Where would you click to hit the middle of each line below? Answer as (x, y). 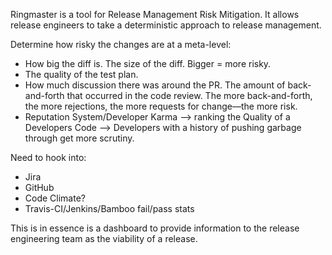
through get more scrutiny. (79, 138)
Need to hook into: (48, 157)
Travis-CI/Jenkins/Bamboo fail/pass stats (109, 208)
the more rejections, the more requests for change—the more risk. (161, 106)
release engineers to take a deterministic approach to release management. (166, 25)
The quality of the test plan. (81, 74)
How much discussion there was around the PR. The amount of (155, 85)
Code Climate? (55, 198)
